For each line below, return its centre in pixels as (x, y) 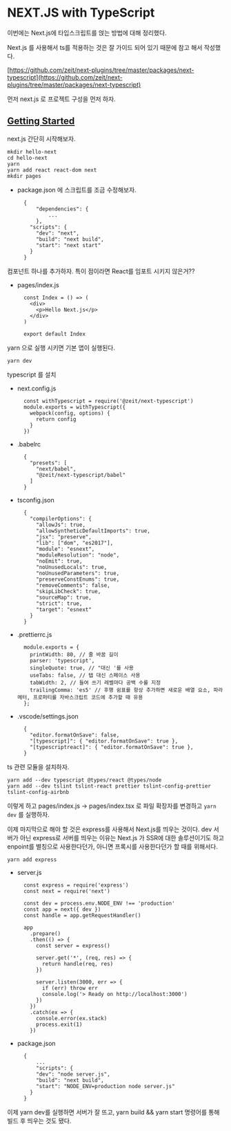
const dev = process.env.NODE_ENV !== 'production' (99, 903)
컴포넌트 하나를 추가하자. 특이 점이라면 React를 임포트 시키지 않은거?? (101, 271)
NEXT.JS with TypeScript (81, 13)
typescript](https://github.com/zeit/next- (65, 77)
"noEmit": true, (59, 561)
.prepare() (46, 933)
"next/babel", (56, 469)
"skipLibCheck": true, (68, 591)
